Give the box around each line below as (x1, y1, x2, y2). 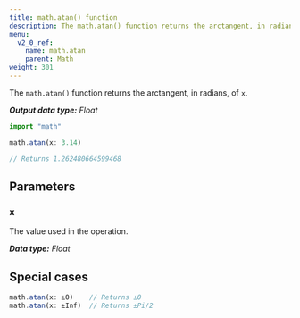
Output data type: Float (9, 105, 98, 115)
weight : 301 (9, 63, 54, 72)
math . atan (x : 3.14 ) (9, 138, 82, 147)
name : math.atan (25, 46, 87, 55)
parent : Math (25, 54, 74, 63)
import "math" (9, 121, 62, 130)
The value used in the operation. (9, 226, 129, 237)
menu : (9, 29, 29, 38)
